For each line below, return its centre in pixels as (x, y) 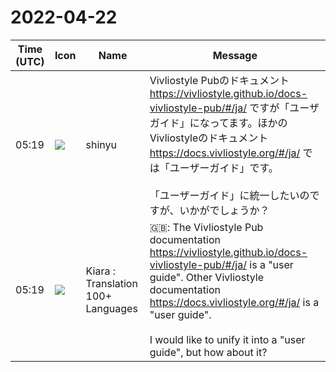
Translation (111, 283)
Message (235, 55)
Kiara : (101, 271)
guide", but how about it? (208, 352)
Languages (111, 308)
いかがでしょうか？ (224, 210)
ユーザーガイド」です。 (224, 168)
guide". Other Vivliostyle (206, 277)
